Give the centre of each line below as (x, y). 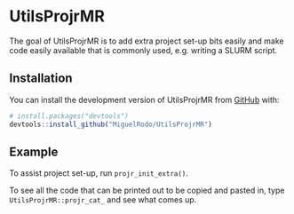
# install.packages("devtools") (69, 116)
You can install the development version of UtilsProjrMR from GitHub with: (144, 99)
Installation (41, 79)
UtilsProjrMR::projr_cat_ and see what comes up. (103, 200)
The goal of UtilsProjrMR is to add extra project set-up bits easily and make (147, 41)
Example (34, 151)
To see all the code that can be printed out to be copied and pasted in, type (147, 190)
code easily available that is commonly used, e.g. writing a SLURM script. (143, 50)
